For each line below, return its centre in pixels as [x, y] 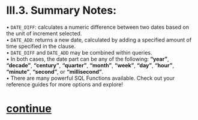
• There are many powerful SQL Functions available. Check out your [91, 78]
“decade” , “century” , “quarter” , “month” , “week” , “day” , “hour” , [90, 65]
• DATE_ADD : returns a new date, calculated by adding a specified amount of [99, 40]
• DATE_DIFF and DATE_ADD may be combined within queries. [79, 52]
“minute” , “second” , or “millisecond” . [55, 71]
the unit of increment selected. [44, 33]
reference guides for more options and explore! [64, 84]
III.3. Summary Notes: [61, 10]
